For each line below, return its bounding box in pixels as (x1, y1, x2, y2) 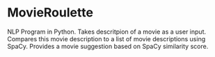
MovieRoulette (7, 5, 94, 21)
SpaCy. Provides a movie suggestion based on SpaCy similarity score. (7, 42, 209, 50)
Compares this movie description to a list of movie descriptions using (7, 34, 206, 43)
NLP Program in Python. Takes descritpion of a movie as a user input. (7, 27, 207, 36)
